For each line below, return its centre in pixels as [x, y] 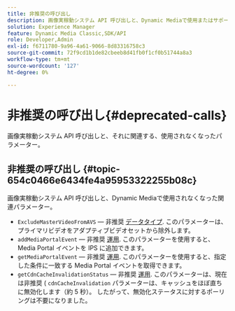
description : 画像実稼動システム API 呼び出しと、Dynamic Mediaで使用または [110, 20]
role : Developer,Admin [40, 40]
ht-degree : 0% [28, 72]
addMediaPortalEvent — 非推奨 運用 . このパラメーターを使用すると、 [116, 240]
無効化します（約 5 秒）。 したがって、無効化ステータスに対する [115, 292]
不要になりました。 [64, 300]
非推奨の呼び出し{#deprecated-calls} [117, 115]
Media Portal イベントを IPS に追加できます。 [83, 248]
